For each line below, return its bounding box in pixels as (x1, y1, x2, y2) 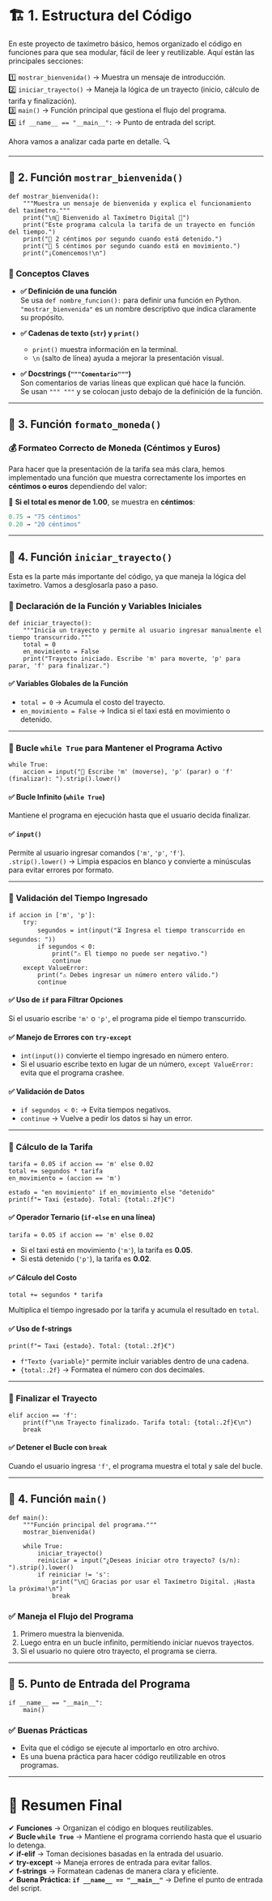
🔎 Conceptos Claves (8, 268, 90, 279)
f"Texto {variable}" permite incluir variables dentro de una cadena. (19, 1356, 249, 1367)
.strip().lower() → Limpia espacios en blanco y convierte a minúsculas (8, 856, 252, 866)
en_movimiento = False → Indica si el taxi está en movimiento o (19, 706, 231, 715)
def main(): (8, 1513, 49, 1521)
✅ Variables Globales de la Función (8, 679, 129, 689)
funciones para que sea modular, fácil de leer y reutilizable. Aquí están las (8, 47, 255, 57)
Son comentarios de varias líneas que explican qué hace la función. (19, 378, 246, 388)
